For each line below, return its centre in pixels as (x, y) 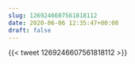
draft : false (30, 30)
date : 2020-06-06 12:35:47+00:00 (64, 23)
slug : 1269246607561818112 (53, 15)
